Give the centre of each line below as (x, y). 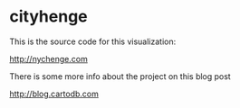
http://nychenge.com (48, 58)
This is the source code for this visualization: (93, 41)
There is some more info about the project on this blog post (120, 76)
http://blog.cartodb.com (54, 94)
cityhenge (48, 17)
